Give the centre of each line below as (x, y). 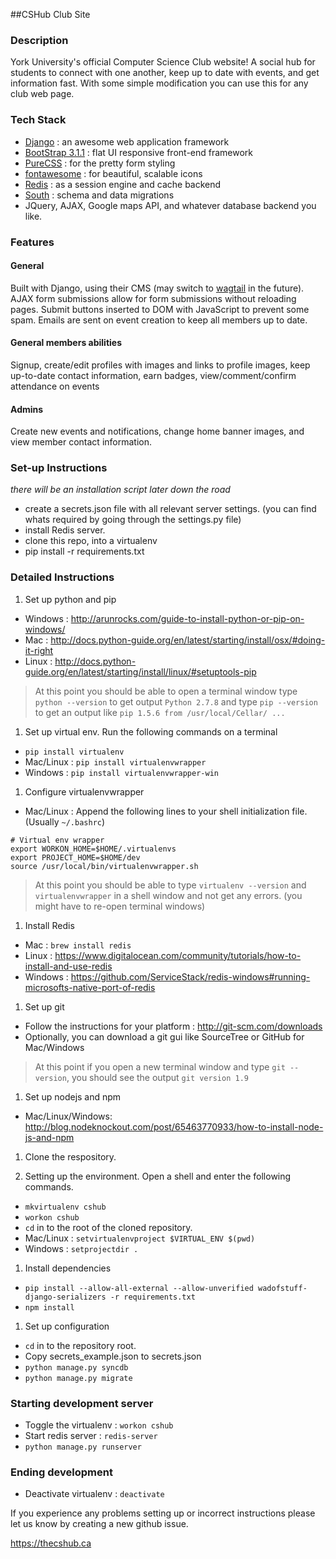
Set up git (44, 1006)
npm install (49, 1307)
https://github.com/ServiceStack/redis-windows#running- (190, 976)
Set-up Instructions (59, 468)
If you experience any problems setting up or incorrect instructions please (163, 1513)
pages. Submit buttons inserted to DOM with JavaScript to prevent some (160, 309)
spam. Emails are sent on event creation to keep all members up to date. (159, 320)
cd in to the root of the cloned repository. (108, 1227)
